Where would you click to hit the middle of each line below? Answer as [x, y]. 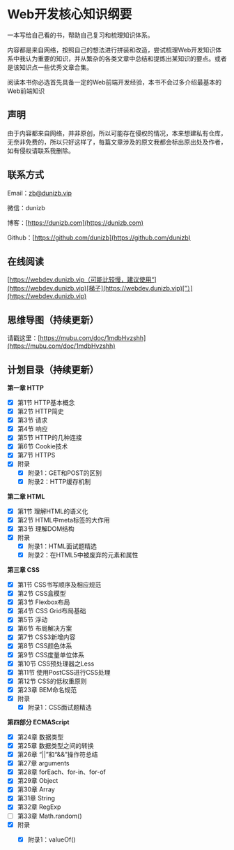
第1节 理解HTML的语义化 [53, 511]
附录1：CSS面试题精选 [60, 707]
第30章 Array [36, 789]
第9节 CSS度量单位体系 [51, 654]
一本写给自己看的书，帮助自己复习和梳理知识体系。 [80, 35]
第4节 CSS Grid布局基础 [52, 611]
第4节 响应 [32, 429]
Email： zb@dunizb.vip [39, 193]
